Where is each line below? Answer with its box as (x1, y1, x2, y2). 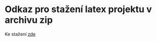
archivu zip (5, 14, 53, 26)
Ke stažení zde (5, 31, 36, 37)
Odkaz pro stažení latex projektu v (5, 4, 152, 15)
